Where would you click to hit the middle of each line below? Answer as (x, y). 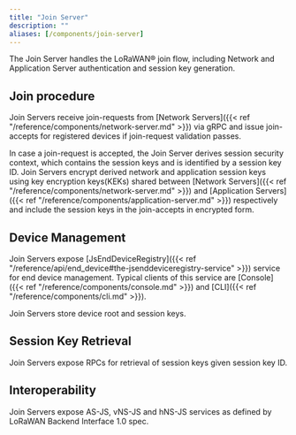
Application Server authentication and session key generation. (122, 68)
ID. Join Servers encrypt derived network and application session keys (138, 172)
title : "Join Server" (49, 17)
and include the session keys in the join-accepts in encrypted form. (132, 210)
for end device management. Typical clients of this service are (123, 278)
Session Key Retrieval (70, 341)
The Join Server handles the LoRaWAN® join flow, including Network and (142, 59)
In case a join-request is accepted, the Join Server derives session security (147, 153)
